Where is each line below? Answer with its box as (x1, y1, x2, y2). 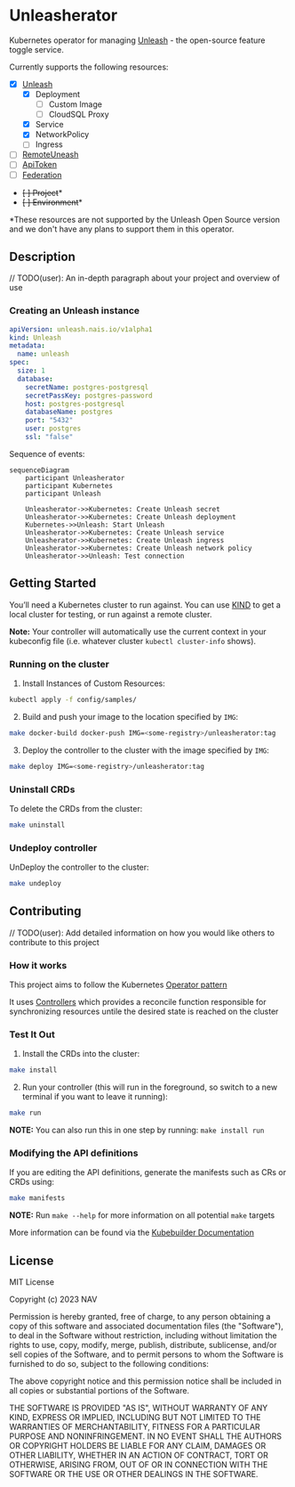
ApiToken (21, 159, 58, 170)
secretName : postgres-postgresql (25, 382, 149, 392)
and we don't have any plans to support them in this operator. (9, 224, 235, 234)
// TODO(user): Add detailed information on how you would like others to (9, 927, 275, 938)
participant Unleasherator (25, 473, 125, 482)
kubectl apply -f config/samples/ (9, 696, 138, 705)
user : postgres (25, 424, 82, 433)
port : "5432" (25, 416, 74, 425)
